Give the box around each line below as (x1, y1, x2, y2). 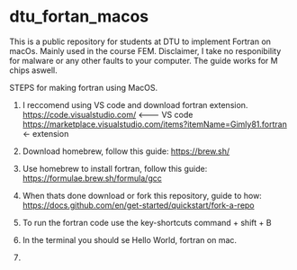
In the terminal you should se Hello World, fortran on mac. (22, 234, 237, 245)
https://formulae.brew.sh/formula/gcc (22, 173, 162, 184)
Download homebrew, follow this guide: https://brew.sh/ (22, 146, 230, 157)
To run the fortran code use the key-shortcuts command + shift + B (22, 217, 272, 228)
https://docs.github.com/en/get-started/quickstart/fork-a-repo (22, 200, 255, 211)
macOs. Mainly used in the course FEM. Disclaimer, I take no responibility (9, 45, 282, 56)
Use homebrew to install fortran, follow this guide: (22, 163, 208, 174)
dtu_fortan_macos (9, 6, 149, 27)
